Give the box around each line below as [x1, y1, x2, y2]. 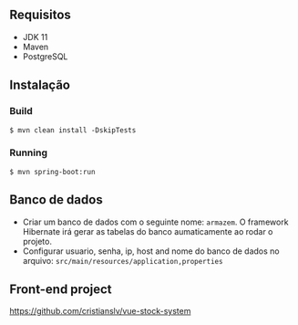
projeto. [22, 236, 53, 246]
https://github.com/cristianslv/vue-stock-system [9, 306, 191, 317]
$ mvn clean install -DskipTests [9, 125, 137, 135]
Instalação [9, 78, 71, 93]
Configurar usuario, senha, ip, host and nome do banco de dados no [22, 246, 280, 257]
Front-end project [9, 282, 112, 297]
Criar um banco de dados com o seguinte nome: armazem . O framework [22, 216, 289, 227]
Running [9, 146, 48, 159]
